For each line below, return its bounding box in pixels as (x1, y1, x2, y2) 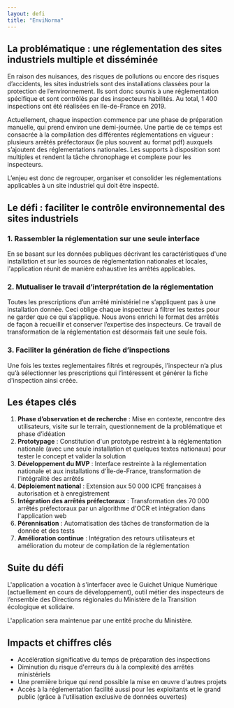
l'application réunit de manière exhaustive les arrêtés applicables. (7, 264, 196, 273)
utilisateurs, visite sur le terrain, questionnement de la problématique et (17, 422, 222, 431)
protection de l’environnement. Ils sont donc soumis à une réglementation (7, 87, 219, 95)
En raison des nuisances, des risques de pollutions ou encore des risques (7, 72, 219, 81)
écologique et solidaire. (7, 603, 75, 611)
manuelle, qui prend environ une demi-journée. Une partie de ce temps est (7, 123, 222, 132)
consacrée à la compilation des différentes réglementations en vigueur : (7, 130, 214, 139)
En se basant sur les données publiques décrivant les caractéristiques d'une (7, 250, 227, 258)
